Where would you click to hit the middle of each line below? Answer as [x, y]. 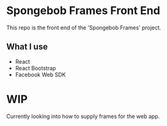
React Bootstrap [35, 68]
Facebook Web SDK [40, 75]
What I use [27, 47]
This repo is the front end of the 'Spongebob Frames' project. [84, 28]
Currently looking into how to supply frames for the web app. [83, 116]
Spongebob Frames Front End [83, 11]
